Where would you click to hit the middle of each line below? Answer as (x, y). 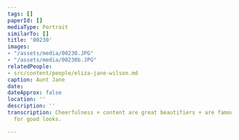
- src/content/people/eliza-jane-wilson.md (73, 73)
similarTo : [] (28, 34)
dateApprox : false (34, 93)
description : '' (31, 106)
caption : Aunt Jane (36, 80)
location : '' (27, 100)
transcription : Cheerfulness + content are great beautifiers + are (111, 112)
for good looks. (38, 119)
